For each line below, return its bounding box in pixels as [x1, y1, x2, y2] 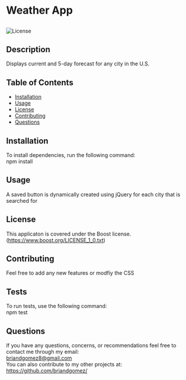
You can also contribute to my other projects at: [6, 361, 123, 368]
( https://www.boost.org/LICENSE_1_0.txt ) [6, 236, 105, 244]
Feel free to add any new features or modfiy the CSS [6, 269, 134, 277]
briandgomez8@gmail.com [6, 354, 72, 362]
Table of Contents [6, 77, 74, 87]
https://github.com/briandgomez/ [6, 367, 88, 375]
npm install [6, 158, 33, 165]
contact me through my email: [6, 348, 79, 356]
